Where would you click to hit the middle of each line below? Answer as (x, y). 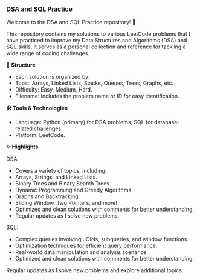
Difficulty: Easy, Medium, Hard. (53, 90)
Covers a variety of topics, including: (61, 171)
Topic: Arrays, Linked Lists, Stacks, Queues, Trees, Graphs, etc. (94, 83)
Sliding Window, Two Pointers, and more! (66, 203)
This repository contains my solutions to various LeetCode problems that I (98, 34)
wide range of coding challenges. (48, 53)
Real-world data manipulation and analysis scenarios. (82, 252)
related (24, 128)
